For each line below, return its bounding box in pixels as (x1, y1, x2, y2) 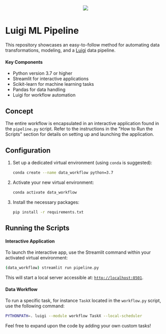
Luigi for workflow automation (12, 92, 76, 98)
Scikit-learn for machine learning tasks (12, 81, 94, 87)
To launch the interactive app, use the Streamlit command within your (5, 249, 151, 255)
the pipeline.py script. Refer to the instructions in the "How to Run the (5, 126, 153, 132)
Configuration (5, 146, 51, 155)
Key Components (5, 59, 43, 65)
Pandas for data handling (12, 86, 66, 93)
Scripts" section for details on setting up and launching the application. (5, 131, 154, 137)
